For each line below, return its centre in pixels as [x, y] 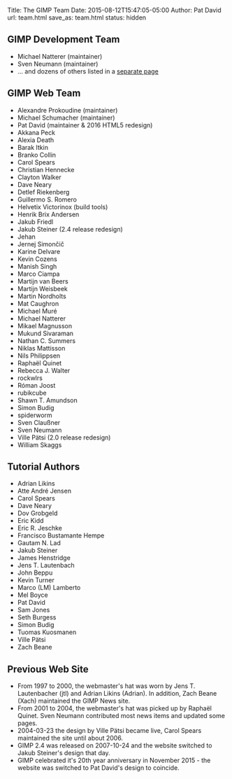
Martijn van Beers [43, 281]
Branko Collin [37, 155]
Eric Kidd [30, 521]
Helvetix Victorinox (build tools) [63, 206]
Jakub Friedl [35, 222]
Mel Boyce [32, 595]
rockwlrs [30, 378]
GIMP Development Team [64, 40]
